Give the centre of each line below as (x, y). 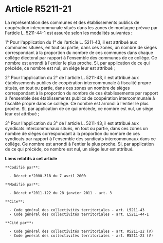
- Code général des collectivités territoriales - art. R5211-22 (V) (81, 231)
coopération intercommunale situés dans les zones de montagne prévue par (81, 27)
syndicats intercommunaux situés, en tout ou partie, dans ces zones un (77, 128)
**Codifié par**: (23, 167)
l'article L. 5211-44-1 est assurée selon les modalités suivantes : (69, 33)
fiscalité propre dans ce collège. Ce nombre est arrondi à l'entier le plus (77, 103)
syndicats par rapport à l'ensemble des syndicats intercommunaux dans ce (81, 139)
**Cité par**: (19, 223)
